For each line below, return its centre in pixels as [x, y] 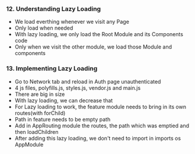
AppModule [29, 145]
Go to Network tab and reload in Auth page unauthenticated [88, 81]
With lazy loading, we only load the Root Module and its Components [99, 34]
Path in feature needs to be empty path [63, 119]
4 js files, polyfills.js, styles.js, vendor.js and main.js [78, 88]
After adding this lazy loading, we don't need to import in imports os [98, 138]
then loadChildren [36, 131]
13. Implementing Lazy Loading [52, 69]
